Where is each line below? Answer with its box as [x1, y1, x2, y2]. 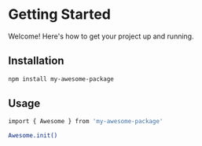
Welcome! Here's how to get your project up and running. [8, 31, 194, 41]
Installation [8, 54, 64, 68]
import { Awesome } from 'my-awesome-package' [8, 118, 163, 126]
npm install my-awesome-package [8, 75, 114, 83]
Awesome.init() [8, 132, 58, 140]
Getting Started [8, 5, 112, 24]
